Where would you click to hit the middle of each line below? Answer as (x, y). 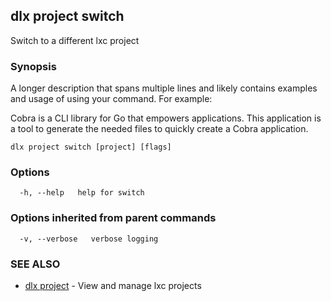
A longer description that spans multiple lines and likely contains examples (164, 88)
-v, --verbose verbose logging (89, 239)
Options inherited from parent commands (113, 218)
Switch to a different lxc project (75, 40)
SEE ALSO (35, 264)
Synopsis (33, 66)
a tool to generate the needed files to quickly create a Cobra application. (159, 129)
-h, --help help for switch (82, 193)
